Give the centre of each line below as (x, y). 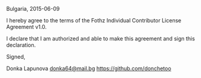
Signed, (16, 57)
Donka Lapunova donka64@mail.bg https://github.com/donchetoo (89, 68)
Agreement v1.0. (27, 27)
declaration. (21, 45)
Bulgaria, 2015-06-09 (33, 9)
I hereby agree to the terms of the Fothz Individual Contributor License (94, 20)
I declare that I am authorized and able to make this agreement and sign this (101, 38)
